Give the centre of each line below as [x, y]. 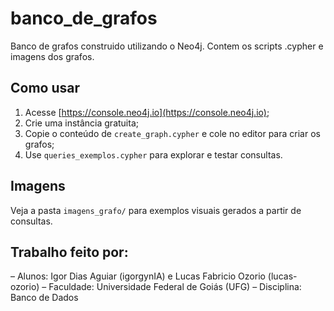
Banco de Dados [44, 298]
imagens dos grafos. [52, 56]
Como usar [45, 88]
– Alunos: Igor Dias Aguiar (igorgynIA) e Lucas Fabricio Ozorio [138, 276]
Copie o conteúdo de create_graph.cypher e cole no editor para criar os [172, 133]
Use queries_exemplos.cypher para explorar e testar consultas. [153, 154]
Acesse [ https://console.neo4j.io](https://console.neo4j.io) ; [147, 112]
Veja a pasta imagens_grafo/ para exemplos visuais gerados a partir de [156, 210]
